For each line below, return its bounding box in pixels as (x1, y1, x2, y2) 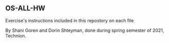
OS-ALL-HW (5, 4, 46, 13)
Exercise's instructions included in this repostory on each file (5, 17, 134, 23)
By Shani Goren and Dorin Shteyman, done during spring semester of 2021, (5, 27, 164, 33)
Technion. (5, 32, 27, 38)
